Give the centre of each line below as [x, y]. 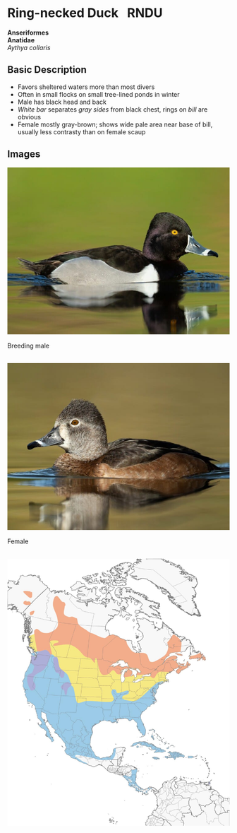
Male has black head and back [62, 102]
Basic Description [47, 70]
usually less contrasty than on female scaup [81, 131]
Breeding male [28, 345]
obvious [29, 117]
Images [24, 154]
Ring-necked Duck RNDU [85, 13]
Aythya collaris [29, 47]
